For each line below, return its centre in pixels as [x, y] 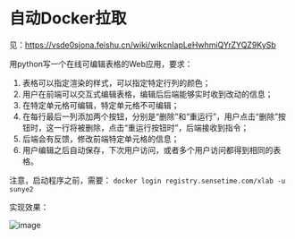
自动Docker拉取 [68, 18]
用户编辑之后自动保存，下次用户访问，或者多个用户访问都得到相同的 [147, 149]
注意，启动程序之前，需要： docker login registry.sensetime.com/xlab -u [147, 180]
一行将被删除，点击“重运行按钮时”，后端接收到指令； [151, 127]
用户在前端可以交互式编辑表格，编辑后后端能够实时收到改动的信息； [147, 94]
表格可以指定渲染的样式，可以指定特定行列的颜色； [116, 82]
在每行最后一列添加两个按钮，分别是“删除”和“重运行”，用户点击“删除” [150, 116]
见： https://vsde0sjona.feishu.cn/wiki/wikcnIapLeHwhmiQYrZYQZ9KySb [143, 45]
